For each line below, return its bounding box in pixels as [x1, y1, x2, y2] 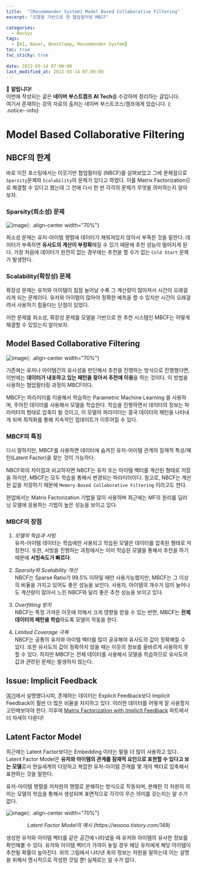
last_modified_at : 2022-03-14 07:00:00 [6, 68, 104, 74]
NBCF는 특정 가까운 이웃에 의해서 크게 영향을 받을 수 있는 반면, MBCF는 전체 [14, 609, 191, 616]
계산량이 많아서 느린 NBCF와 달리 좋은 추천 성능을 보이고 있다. [21, 589, 163, 596]
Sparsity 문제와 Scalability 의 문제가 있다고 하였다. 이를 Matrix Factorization [6, 177, 186, 184]
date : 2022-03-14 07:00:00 [6, 63, 72, 69]
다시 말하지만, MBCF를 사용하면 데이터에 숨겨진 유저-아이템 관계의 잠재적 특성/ [6, 447, 187, 454]
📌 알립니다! [6, 86, 32, 93]
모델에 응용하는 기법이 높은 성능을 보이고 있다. [12, 501, 118, 508]
